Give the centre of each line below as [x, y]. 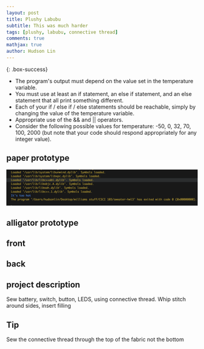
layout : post [23, 13]
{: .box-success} [27, 69]
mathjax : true [24, 45]
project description [43, 284]
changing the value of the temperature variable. [75, 113]
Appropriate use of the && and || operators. [69, 120]
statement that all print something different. [69, 100]
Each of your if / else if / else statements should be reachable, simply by [105, 107]
